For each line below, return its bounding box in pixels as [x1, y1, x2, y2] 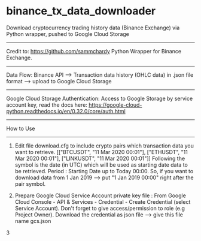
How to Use [6, 125, 35, 132]
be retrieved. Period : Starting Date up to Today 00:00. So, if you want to [14, 167, 194, 174]
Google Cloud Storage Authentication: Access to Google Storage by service [6, 95, 193, 102]
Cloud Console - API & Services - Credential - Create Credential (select [14, 198, 191, 205]
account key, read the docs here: [6, 101, 88, 109]
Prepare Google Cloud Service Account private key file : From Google [14, 192, 187, 199]
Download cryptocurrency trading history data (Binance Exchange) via [6, 24, 180, 31]
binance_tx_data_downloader [6, 4, 156, 18]
